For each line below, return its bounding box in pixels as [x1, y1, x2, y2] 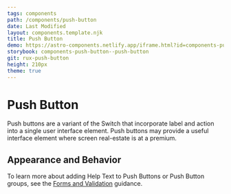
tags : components [7, 10, 57, 17]
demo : [7, 42, 23, 49]
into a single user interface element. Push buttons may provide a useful [7, 127, 209, 135]
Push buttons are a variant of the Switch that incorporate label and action [7, 119, 214, 128]
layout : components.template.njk [7, 29, 103, 36]
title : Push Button [7, 36, 63, 43]
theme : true [7, 67, 41, 74]
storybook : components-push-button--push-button [7, 49, 149, 56]
